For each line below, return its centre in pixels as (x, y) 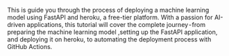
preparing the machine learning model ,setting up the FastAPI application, (112, 32)
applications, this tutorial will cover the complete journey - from (116, 25)
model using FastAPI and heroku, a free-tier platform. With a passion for (110, 17)
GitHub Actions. (30, 47)
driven (16, 25)
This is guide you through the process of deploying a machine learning (108, 10)
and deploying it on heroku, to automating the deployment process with (109, 39)
